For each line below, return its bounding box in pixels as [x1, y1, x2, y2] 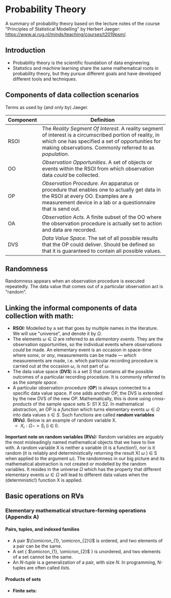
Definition [90, 116, 115, 123]
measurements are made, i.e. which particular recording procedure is [12, 358, 158, 364]
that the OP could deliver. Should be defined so [42, 241, 155, 248]
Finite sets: [12, 587, 37, 593]
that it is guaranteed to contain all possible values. [42, 247, 162, 254]
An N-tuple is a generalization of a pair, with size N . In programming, [12, 559, 157, 565]
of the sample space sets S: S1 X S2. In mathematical [33, 401, 144, 407]
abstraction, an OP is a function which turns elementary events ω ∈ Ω [12, 406, 160, 412]
